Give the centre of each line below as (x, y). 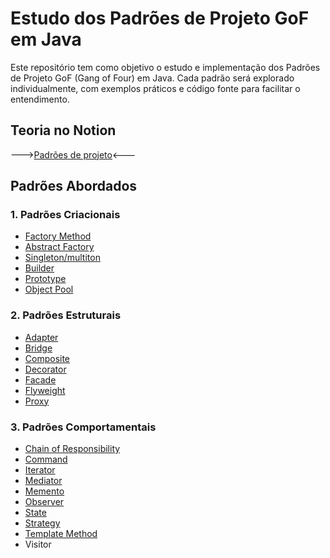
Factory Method (58, 236)
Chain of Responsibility (72, 449)
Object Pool (49, 289)
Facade (40, 379)
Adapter (41, 337)
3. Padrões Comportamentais (83, 427)
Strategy (42, 523)
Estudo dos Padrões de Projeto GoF (160, 18)
